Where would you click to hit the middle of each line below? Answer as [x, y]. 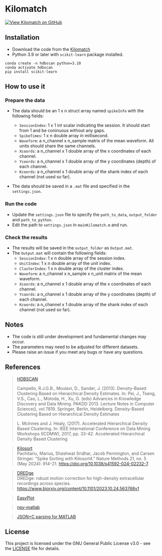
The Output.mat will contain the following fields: [59, 253]
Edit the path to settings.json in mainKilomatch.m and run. [70, 225]
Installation [22, 38]
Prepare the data [25, 100]
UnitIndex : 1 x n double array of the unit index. [65, 263]
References [23, 367]
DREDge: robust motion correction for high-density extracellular [81, 478]
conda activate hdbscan [29, 67]
